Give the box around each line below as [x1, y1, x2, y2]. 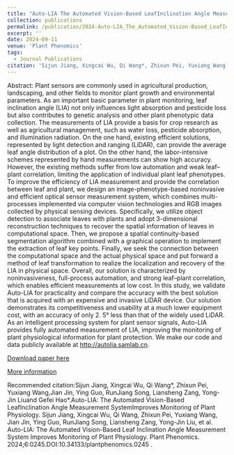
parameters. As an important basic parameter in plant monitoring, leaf [7, 95, 208, 105]
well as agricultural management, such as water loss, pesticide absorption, [7, 125, 221, 134]
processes [7, 199, 38, 208]
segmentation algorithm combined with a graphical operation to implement [7, 236, 221, 245]
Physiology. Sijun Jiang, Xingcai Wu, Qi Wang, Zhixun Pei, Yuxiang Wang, [7, 410, 218, 419]
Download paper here [7, 353, 70, 362]
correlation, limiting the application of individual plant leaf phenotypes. [23, 170, 226, 178]
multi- [201, 192, 218, 201]
